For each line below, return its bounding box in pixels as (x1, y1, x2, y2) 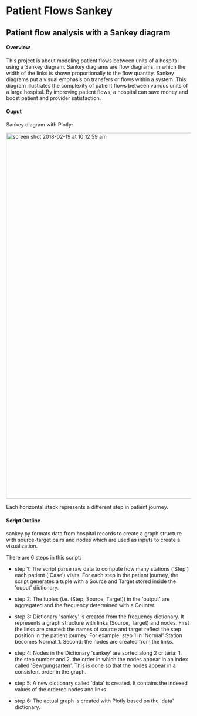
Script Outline (6, 517, 41, 524)
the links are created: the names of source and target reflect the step (14, 625, 182, 633)
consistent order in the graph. (14, 668, 87, 675)
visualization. (6, 542, 38, 550)
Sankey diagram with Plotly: (6, 121, 73, 128)
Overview (6, 44, 30, 51)
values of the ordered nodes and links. (14, 686, 108, 693)
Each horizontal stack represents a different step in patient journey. (6, 503, 168, 510)
